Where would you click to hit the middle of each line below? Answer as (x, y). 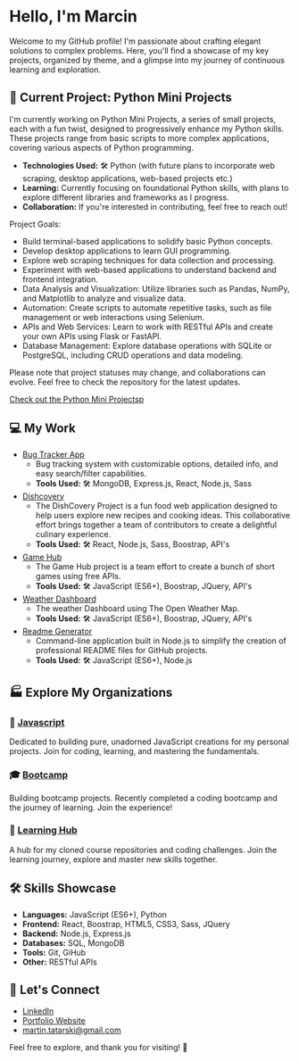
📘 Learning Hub (43, 830)
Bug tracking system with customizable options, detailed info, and (157, 464)
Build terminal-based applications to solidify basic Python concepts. (147, 241)
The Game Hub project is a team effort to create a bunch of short (155, 566)
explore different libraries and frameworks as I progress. (125, 197)
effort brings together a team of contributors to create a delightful (156, 525)
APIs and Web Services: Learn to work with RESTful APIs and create (148, 327)
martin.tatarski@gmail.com (72, 1030)
